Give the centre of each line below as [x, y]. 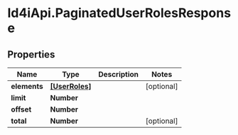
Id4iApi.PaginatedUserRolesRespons [119, 13]
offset [21, 109]
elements [27, 86]
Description [119, 74]
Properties [31, 54]
